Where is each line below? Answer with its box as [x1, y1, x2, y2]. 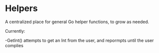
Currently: [5, 28, 25, 34]
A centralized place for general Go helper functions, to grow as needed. [5, 19, 149, 25]
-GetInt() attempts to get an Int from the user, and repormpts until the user [5, 37, 154, 43]
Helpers [5, 3, 38, 14]
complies [5, 42, 23, 48]
